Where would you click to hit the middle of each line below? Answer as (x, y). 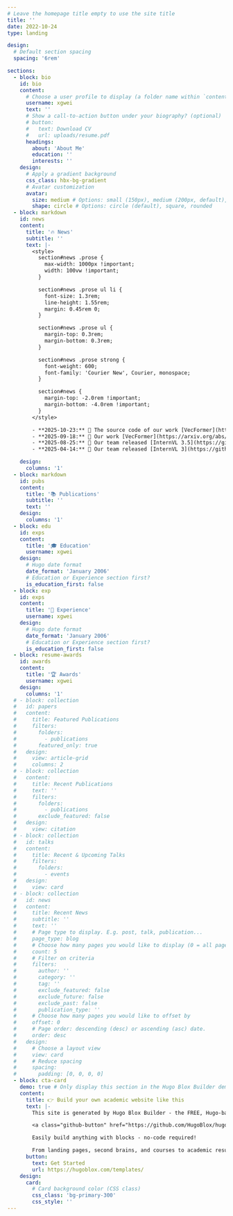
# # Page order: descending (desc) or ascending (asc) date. (110, 1029)
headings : (40, 142)
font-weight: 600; (71, 366)
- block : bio (32, 77)
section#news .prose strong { (82, 360)
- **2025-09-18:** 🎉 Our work (76, 436)
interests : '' (52, 161)
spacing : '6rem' (37, 59)
